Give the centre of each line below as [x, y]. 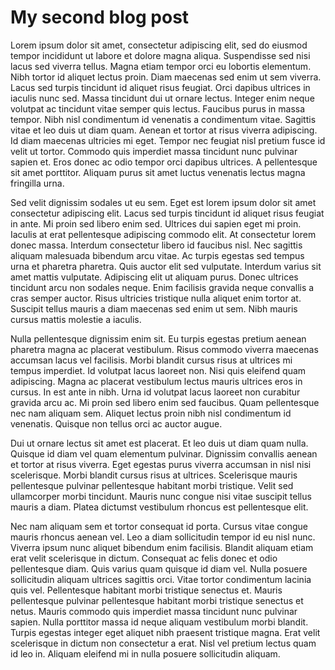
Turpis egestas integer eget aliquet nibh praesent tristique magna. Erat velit [165, 632]
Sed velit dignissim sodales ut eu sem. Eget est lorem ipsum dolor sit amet [163, 202]
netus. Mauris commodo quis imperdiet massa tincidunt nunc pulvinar [154, 611]
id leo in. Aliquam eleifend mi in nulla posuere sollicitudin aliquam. [145, 653]
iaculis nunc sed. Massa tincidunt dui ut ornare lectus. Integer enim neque [162, 98]
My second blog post [100, 17]
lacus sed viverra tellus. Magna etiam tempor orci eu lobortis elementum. [161, 66]
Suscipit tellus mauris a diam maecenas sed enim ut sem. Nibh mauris [154, 308]
